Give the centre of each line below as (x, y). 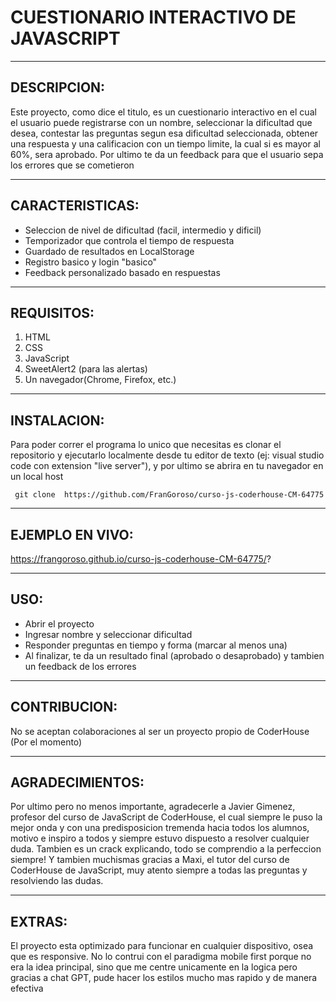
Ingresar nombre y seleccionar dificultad (108, 634)
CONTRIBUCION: (64, 707)
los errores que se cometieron (72, 165)
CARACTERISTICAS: (75, 206)
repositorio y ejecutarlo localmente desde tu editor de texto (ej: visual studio (167, 455)
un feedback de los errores (80, 666)
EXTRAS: (39, 921)
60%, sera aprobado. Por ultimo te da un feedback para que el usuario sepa (167, 154)
